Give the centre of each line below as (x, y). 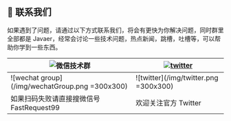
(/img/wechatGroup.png (49, 86)
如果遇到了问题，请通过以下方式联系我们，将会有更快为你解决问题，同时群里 (115, 30)
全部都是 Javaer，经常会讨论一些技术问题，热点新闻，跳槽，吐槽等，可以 (111, 38)
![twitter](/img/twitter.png (177, 77)
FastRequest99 (35, 107)
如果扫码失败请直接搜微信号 (56, 98)
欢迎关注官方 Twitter (168, 103)
